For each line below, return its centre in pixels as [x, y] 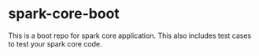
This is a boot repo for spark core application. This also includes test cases [130, 35]
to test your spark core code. [55, 43]
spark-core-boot [64, 14]
